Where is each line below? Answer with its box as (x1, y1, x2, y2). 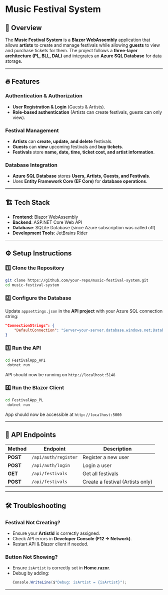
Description (103, 445, 132, 453)
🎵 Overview (5, 24, 42, 32)
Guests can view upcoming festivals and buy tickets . (12, 143, 123, 150)
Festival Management (5, 127, 59, 134)
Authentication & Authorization (5, 92, 82, 99)
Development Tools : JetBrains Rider (12, 230, 88, 236)
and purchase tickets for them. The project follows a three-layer (5, 48, 138, 53)
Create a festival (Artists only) (82, 478, 153, 485)
